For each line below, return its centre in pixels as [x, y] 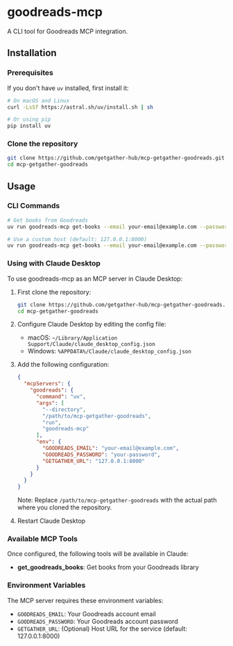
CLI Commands [34, 206]
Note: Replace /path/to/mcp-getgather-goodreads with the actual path [117, 500]
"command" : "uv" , [61, 397]
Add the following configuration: [63, 365]
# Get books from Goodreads [48, 220]
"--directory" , [64, 410]
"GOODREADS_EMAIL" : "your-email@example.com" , [111, 448]
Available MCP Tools [43, 539]
